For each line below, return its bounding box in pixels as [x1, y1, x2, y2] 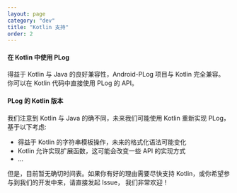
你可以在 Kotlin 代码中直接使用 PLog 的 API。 [7, 79, 138, 87]
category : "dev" [7, 17, 55, 24]
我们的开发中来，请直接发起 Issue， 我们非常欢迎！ [19, 178, 169, 187]
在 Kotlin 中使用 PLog [7, 53, 69, 61]
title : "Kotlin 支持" [7, 23, 69, 31]
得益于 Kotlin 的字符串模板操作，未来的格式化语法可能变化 [17, 138, 187, 146]
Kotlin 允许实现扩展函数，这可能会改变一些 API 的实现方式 [17, 146, 186, 155]
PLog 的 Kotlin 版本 [7, 96, 64, 105]
